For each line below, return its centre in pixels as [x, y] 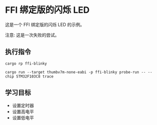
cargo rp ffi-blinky [26, 63]
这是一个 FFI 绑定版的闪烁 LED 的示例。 [45, 25]
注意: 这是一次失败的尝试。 [32, 35]
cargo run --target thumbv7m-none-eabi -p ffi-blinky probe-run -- [76, 72]
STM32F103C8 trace [35, 76]
